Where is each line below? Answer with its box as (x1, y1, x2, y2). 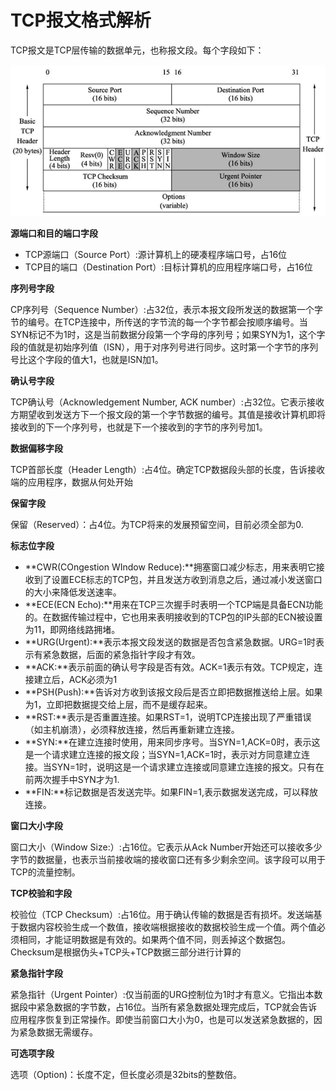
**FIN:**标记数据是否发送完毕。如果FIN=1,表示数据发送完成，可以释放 (24, 786, 319, 798)
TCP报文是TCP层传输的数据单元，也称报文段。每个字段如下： (10, 44, 265, 56)
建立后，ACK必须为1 (33, 673, 118, 685)
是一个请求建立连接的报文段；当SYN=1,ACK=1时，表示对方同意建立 (24, 748, 302, 760)
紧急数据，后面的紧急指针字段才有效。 (42, 648, 201, 660)
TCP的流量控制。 (10, 866, 81, 878)
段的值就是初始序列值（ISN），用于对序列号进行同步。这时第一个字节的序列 (10, 341, 319, 353)
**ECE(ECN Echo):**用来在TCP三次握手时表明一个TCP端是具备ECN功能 (24, 598, 324, 610)
